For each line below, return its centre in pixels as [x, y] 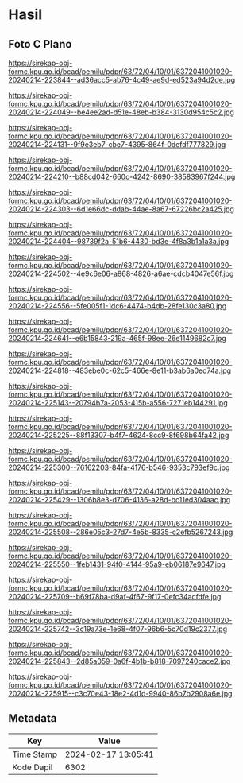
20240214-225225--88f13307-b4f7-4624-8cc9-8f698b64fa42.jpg [119, 435]
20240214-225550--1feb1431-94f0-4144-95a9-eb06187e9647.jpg [117, 564]
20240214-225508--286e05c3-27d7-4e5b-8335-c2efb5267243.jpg [121, 532]
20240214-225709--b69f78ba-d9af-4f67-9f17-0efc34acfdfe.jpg [115, 597]
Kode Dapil [33, 767]
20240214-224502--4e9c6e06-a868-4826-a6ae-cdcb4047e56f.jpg [121, 273]
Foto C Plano [40, 44]
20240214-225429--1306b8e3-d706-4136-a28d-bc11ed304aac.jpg [120, 500]
